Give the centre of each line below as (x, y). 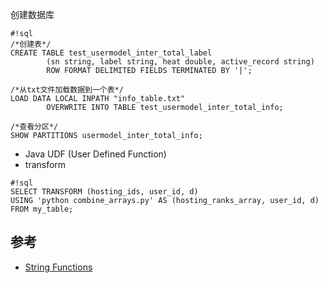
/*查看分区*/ (34, 127)
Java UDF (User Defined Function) (95, 154)
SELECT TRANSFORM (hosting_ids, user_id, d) (104, 192)
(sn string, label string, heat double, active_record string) (180, 62)
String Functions (58, 267)
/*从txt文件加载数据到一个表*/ (67, 90)
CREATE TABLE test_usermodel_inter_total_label (111, 53)
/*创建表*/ (31, 44)
